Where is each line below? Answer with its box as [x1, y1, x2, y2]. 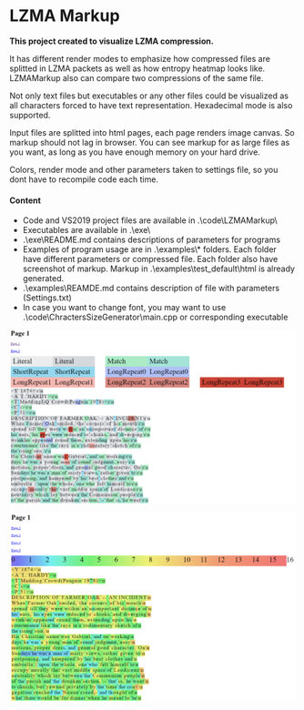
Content [9, 195, 41, 206]
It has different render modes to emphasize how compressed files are [9, 53, 271, 64]
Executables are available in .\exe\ [22, 225, 151, 236]
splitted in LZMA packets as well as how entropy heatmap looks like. [9, 63, 266, 74]
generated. [22, 273, 65, 284]
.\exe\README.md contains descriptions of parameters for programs [22, 234, 280, 246]
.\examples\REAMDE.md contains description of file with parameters [22, 283, 280, 294]
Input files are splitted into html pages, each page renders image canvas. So [9, 127, 295, 137]
